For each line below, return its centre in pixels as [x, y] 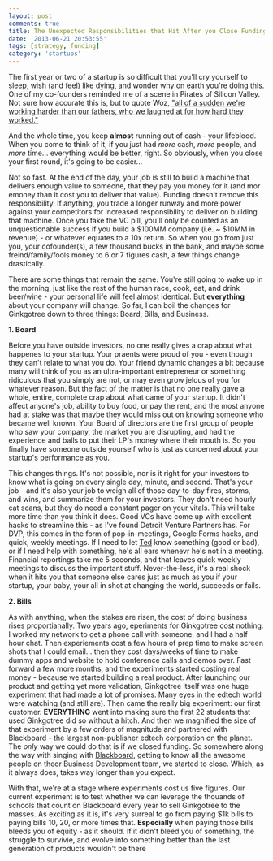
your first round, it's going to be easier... [76, 162]
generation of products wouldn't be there [77, 848]
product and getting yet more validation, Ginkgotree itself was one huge [129, 686]
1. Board [22, 329]
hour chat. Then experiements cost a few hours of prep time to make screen [136, 643]
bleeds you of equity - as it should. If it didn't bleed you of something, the [131, 831]
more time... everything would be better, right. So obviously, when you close [136, 153]
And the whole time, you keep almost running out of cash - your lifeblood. [132, 136]
